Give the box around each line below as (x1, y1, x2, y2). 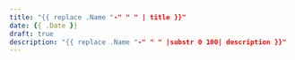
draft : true (9, 29, 54, 38)
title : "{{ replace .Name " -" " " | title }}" (9, 12, 187, 22)
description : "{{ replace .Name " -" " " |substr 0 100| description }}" (9, 37, 287, 47)
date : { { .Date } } (9, 21, 78, 30)
